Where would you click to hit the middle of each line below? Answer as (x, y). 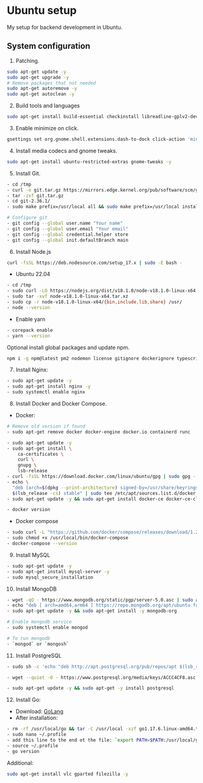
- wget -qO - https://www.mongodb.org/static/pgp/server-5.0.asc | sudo (100, 600)
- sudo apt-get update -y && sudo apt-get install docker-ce (85, 499)
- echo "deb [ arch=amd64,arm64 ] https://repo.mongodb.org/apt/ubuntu (98, 605)
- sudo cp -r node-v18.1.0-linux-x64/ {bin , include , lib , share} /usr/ (95, 302)
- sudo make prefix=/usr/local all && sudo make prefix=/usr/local (93, 207)
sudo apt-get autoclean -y (41, 94)
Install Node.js (33, 251)
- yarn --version (29, 336)
